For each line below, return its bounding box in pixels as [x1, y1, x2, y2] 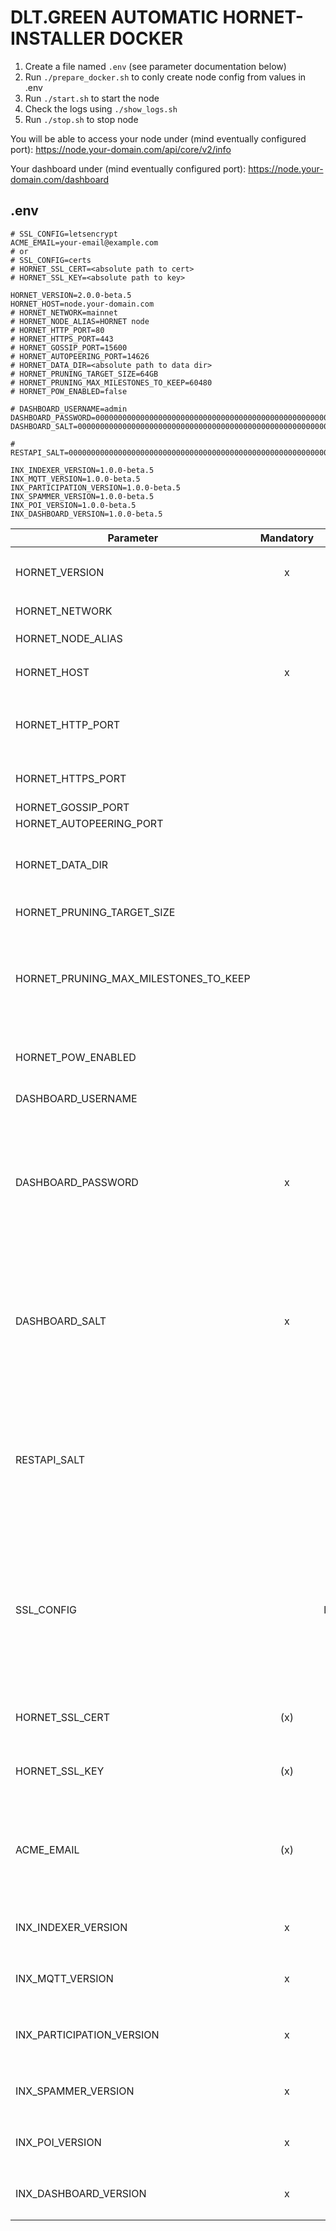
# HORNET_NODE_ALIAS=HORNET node [10, 316, 150, 326]
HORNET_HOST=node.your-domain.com [10, 299, 155, 309]
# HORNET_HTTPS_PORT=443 [10, 334, 114, 344]
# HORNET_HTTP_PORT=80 [10, 325, 105, 335]
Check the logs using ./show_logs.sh [24, 102, 178, 115]
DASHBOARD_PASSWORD [15, 1175, 139, 1189]
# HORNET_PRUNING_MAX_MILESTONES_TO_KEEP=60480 [10, 377, 213, 388]
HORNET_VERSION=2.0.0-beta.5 [10, 290, 132, 300]
